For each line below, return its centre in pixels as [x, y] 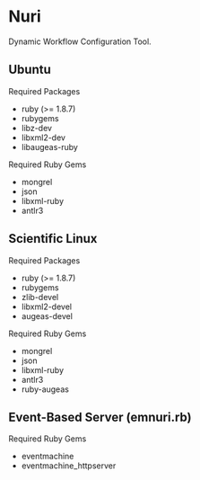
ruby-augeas [45, 389]
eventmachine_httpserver [69, 466]
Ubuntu [30, 70]
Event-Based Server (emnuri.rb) [100, 417]
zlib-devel [40, 297]
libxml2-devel [47, 307]
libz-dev [37, 128]
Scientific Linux [53, 239]
